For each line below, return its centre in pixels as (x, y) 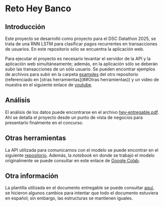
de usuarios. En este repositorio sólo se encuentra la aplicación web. (75, 49)
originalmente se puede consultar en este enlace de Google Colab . (73, 160)
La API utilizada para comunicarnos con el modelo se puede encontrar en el (82, 150)
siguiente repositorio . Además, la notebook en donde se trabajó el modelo (80, 155)
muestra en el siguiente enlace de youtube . (49, 85)
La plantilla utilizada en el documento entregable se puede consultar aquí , (80, 188)
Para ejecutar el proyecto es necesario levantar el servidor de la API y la (78, 59)
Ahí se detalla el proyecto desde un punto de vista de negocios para (74, 117)
